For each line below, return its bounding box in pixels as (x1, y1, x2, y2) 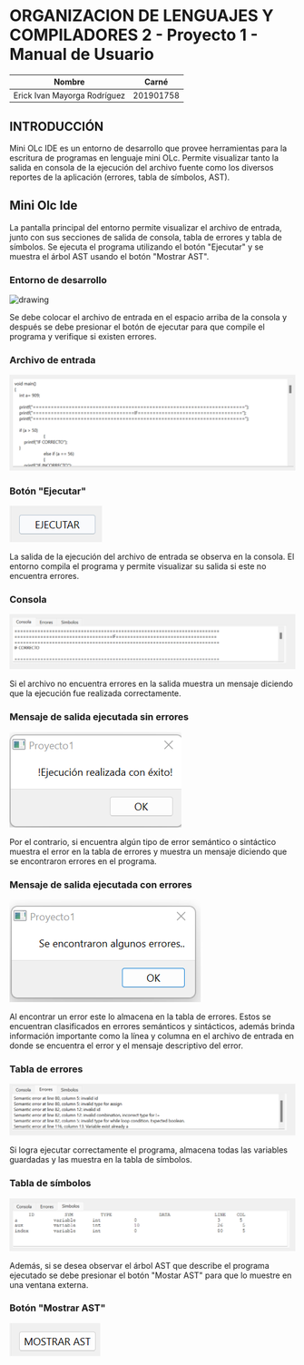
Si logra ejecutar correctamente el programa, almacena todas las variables (9, 1144, 289, 1155)
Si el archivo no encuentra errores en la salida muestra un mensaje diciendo (9, 678, 293, 690)
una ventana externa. (9, 1279, 89, 1290)
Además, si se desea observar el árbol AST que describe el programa (9, 1260, 270, 1271)
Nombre (54, 76, 85, 87)
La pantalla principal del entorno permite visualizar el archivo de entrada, (9, 221, 283, 232)
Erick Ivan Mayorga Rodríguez (13, 90, 125, 101)
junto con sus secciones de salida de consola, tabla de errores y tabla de (9, 231, 283, 242)
